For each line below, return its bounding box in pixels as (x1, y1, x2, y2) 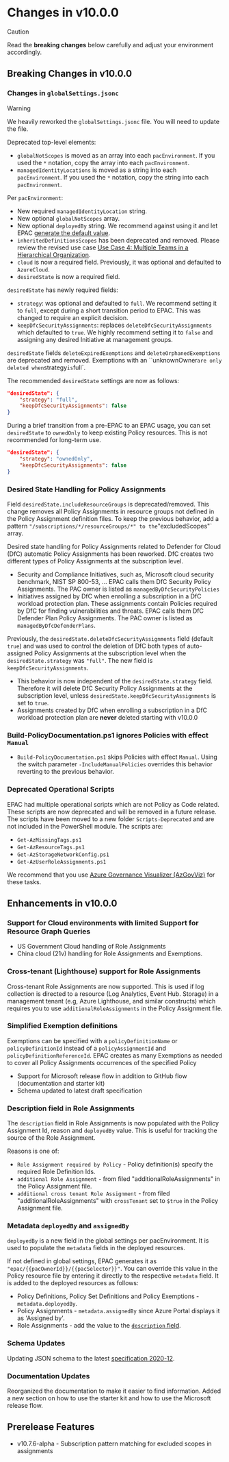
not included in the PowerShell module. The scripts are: (7, 822, 163, 830)
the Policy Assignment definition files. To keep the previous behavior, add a (7, 514, 219, 522)
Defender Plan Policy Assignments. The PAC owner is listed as (16, 613, 193, 622)
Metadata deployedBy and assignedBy (7, 1221, 130, 1231)
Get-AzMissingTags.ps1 (16, 836, 82, 844)
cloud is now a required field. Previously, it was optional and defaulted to (16, 258, 221, 266)
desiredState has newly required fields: (7, 286, 118, 294)
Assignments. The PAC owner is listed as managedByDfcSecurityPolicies (16, 585, 220, 593)
